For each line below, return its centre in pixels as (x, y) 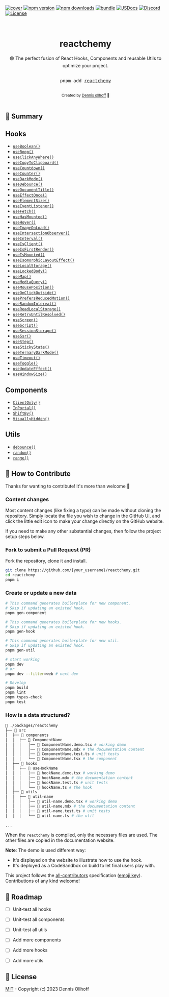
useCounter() (26, 174)
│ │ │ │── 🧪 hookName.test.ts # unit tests (57, 783)
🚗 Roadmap (24, 897)
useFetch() (24, 212)
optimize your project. (86, 65)
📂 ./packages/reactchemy (32, 726)
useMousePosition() (33, 288)
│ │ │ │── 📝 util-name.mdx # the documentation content (71, 807)
